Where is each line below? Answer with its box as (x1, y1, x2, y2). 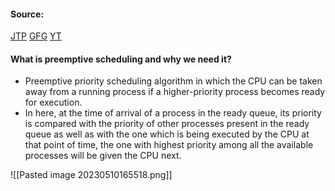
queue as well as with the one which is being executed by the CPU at (24, 128, 310, 140)
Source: (10, 8, 45, 20)
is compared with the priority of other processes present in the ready (24, 118, 310, 130)
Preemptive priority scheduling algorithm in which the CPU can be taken (24, 75, 323, 87)
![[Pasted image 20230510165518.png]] (10, 169, 173, 181)
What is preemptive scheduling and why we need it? (10, 53, 232, 65)
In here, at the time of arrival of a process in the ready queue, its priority (24, 107, 322, 119)
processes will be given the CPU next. (24, 150, 182, 162)
